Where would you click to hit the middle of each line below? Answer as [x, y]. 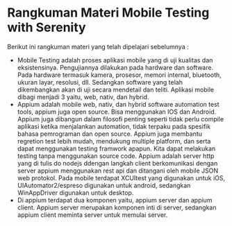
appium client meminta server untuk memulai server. [92, 215]
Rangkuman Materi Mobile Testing [108, 13]
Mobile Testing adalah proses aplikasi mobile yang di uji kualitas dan [115, 60]
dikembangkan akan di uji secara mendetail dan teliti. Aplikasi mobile [115, 89]
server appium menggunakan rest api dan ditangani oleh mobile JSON [118, 171]
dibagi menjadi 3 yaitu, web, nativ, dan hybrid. [83, 97]
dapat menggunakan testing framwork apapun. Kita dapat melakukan [116, 148]
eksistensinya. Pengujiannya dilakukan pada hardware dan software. [115, 67]
